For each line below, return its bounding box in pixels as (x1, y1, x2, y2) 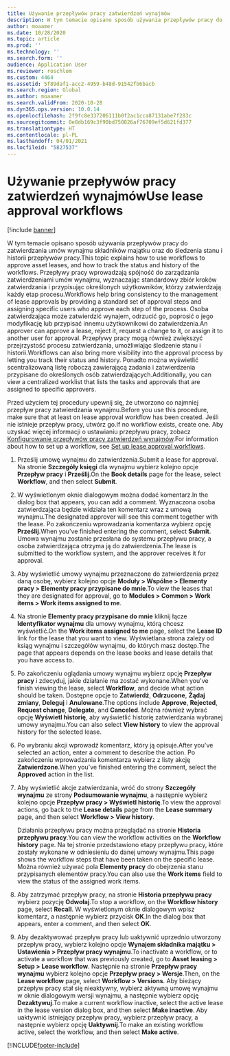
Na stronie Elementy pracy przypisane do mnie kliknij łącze (16, 612, 187, 620)
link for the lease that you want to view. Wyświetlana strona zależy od (16, 633, 214, 642)
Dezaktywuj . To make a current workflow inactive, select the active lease (16, 998, 223, 1007)
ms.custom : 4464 (7, 74, 54, 81)
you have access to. (16, 655, 74, 664)
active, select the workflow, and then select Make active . (16, 1028, 179, 1036)
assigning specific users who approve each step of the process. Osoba (7, 304, 209, 313)
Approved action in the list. (16, 770, 95, 778)
